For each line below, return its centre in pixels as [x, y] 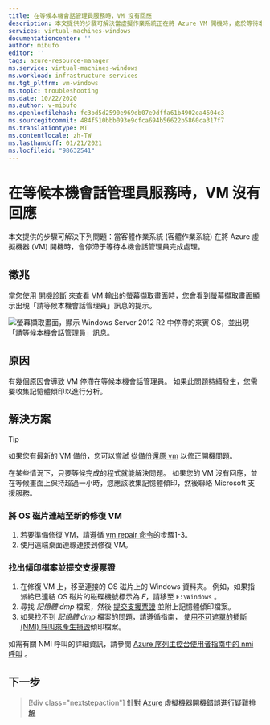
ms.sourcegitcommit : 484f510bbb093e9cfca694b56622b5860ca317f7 [117, 121]
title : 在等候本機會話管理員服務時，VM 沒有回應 [80, 16]
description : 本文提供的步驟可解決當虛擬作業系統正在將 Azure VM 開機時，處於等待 [133, 23]
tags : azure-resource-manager [59, 61]
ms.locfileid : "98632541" [51, 150]
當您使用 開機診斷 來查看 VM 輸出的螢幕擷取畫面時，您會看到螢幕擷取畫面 [131, 295]
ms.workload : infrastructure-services [73, 76]
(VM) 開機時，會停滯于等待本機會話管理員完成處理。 [118, 247]
